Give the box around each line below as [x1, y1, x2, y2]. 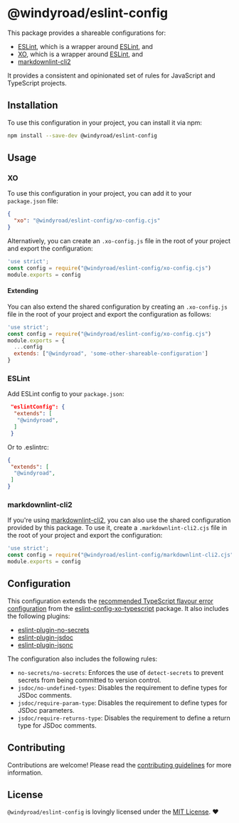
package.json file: [7, 197, 59, 206]
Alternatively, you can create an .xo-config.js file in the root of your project [7, 236, 231, 245]
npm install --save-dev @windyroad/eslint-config [7, 132, 158, 139]
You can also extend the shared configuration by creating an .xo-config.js [7, 302, 228, 311]
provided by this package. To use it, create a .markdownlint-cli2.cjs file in [7, 524, 228, 532]
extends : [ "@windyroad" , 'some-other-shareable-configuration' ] [14, 350, 208, 357]
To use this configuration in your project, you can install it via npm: [7, 118, 203, 127]
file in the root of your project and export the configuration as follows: [7, 309, 212, 318]
